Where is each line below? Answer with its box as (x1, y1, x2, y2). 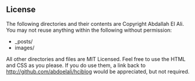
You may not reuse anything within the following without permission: (6, 26, 172, 33)
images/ (14, 44, 35, 51)
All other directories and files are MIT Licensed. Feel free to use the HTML (6, 55, 186, 62)
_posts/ (14, 38, 33, 45)
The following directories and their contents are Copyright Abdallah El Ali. (6, 20, 184, 27)
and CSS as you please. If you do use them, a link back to (6, 62, 146, 69)
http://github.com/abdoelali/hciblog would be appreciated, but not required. (6, 67, 190, 75)
